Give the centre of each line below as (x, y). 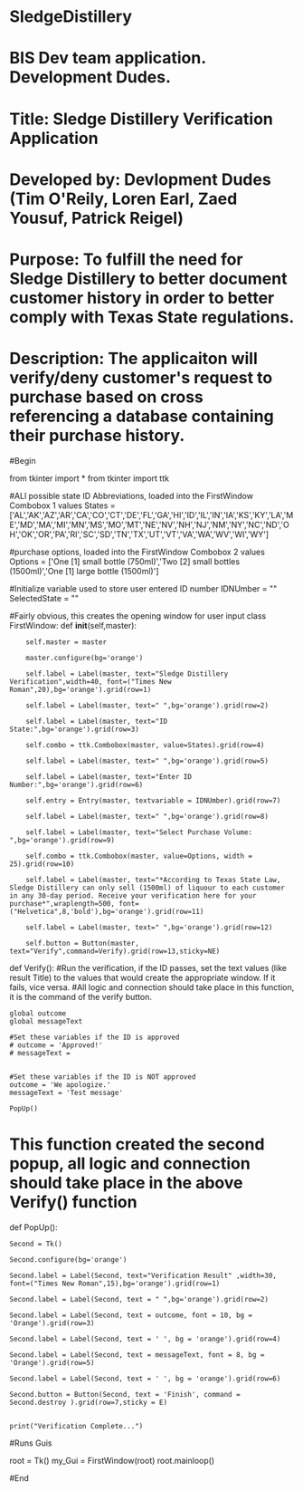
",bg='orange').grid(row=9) (62, 840)
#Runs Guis (31, 1443)
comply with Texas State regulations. (152, 317)
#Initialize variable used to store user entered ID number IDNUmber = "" (143, 588)
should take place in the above (126, 1183)
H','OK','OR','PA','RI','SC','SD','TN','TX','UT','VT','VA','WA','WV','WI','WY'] (139, 534)
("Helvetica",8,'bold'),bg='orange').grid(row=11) (107, 911)
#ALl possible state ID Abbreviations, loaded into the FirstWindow (131, 495)
